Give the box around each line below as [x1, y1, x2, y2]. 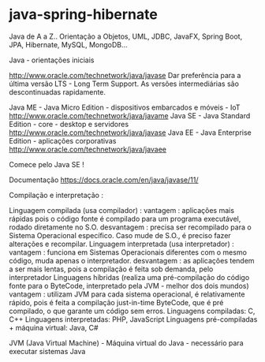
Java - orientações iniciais [9, 55, 95, 65]
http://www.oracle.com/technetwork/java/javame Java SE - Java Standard [9, 110, 251, 120]
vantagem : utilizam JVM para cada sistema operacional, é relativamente [9, 289, 245, 299]
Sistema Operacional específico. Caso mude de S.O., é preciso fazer [9, 230, 231, 240]
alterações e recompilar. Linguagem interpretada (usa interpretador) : [9, 239, 235, 248]
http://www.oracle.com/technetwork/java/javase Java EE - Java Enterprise [9, 128, 252, 137]
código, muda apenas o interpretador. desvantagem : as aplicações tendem [9, 256, 255, 265]
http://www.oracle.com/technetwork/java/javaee [9, 144, 167, 154]
